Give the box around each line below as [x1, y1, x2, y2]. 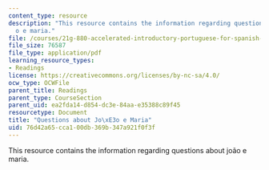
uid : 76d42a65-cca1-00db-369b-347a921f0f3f [8, 123, 156, 132]
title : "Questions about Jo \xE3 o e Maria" [8, 116, 152, 124]
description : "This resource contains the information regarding [8, 19, 231, 27]
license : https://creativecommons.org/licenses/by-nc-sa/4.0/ [8, 71, 220, 79]
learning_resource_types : [8, 57, 94, 65]
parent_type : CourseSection [8, 94, 102, 102]
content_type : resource [8, 11, 88, 20]
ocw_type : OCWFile [8, 79, 70, 87]
